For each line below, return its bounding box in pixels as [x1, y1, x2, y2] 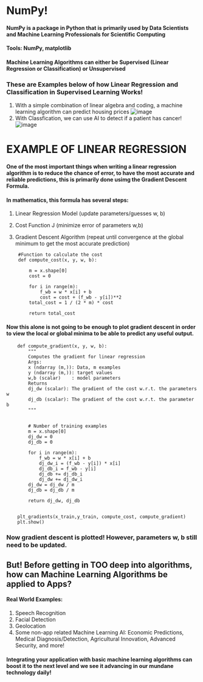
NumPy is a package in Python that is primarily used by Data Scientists [6, 24, 189, 31]
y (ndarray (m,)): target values [28, 370, 113, 376]
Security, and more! [15, 641, 65, 649]
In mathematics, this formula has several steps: [6, 196, 129, 204]
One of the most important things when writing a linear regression [6, 163, 177, 171]
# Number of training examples [28, 423, 108, 430]
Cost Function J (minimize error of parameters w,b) [15, 222, 143, 229]
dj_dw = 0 [28, 434, 53, 440]
